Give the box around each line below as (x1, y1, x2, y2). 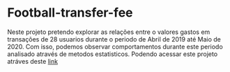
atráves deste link (7, 57, 58, 65)
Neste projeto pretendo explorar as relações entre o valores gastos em (7, 28, 210, 36)
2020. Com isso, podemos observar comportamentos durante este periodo (7, 42, 223, 51)
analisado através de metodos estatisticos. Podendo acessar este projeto (7, 50, 218, 58)
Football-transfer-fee (7, 5, 133, 21)
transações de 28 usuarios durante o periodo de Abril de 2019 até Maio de (7, 35, 221, 43)
